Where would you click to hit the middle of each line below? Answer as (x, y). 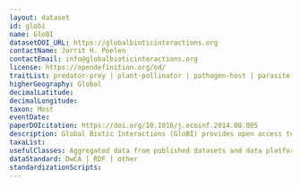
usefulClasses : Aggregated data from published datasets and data (136, 150)
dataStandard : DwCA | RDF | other (74, 159)
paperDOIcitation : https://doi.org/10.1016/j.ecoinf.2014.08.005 (133, 126)
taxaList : (28, 142)
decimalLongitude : (43, 101)
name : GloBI (31, 34)
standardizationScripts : (56, 167)
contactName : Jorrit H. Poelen (68, 51)
